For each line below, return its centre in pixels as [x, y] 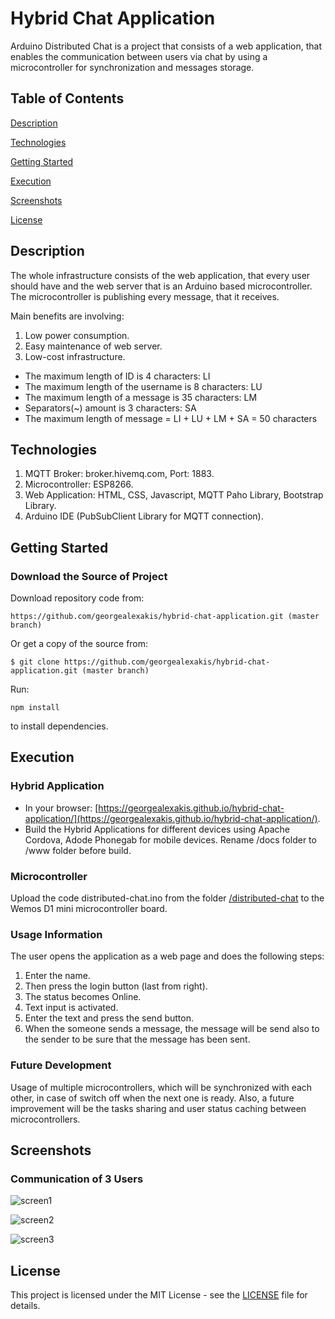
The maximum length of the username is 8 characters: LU [143, 386]
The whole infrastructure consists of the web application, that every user [160, 275]
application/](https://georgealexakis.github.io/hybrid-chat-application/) [171, 818]
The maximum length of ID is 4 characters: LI [117, 376]
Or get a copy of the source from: [79, 644]
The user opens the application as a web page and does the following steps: [167, 956]
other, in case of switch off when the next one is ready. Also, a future [152, 1098]
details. [25, 1306]
